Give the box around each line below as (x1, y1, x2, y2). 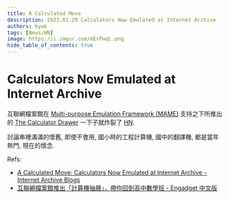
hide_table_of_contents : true (7, 42, 94, 49)
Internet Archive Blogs (16, 176, 80, 184)
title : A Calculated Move (7, 10, 81, 17)
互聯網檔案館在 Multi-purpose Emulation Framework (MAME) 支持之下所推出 (7, 109, 223, 117)
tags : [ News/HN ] (7, 29, 53, 36)
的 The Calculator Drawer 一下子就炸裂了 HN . (7, 118, 135, 126)
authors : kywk (7, 23, 48, 30)
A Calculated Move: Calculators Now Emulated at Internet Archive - (16, 168, 207, 176)
